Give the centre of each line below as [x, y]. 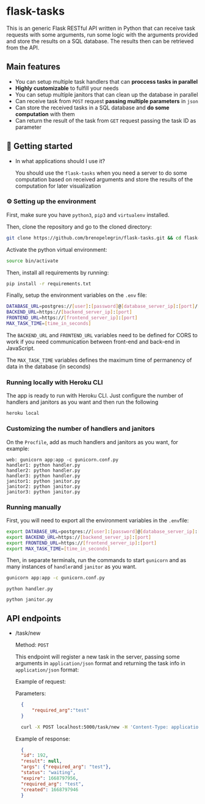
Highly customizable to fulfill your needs [67, 88]
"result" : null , [41, 761]
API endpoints [34, 618]
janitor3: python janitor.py [43, 492]
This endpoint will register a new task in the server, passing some [97, 657]
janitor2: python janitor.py [43, 486]
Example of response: [42, 739]
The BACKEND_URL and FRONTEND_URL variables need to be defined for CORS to [102, 335]
